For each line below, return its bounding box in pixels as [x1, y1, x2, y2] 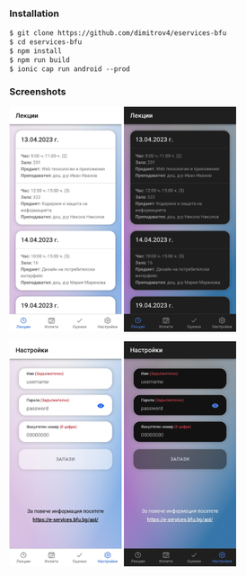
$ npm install [9, 47, 63, 56]
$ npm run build [9, 56, 70, 65]
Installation [9, 7, 60, 20]
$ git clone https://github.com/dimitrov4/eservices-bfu [9, 29, 227, 38]
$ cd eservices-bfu [9, 38, 83, 47]
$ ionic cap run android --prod [9, 65, 130, 74]
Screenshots [9, 85, 66, 98]
